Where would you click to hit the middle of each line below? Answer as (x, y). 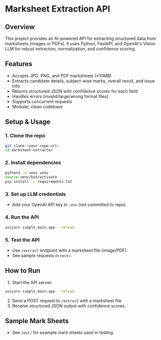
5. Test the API (22, 240)
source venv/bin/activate (31, 177)
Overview (20, 27)
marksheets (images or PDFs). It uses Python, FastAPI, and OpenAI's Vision (80, 44)
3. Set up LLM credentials (36, 194)
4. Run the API (22, 217)
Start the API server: (32, 282)
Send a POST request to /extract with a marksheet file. (67, 300)
